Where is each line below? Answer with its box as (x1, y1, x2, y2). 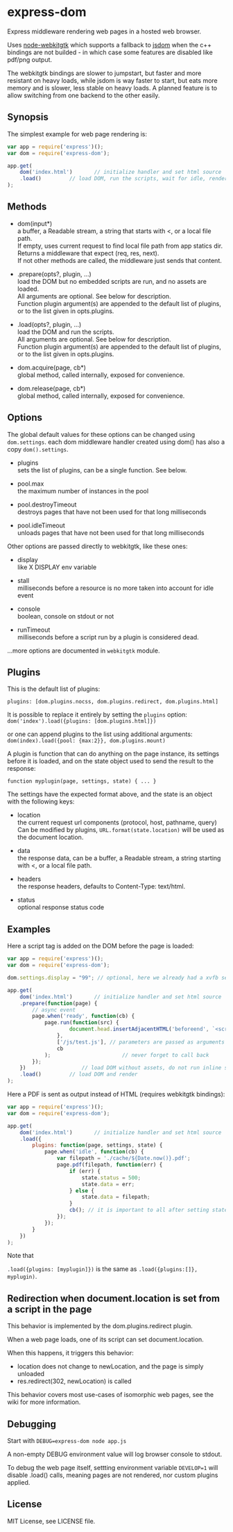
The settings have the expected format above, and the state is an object (7, 790, 213, 799)
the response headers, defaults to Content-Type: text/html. (17, 882, 186, 891)
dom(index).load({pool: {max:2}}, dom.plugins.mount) (7, 737, 166, 744)
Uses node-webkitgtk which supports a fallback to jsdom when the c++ (7, 40, 212, 49)
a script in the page (7, 1303, 92, 1315)
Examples (7, 923, 51, 935)
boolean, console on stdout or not (17, 612, 114, 620)
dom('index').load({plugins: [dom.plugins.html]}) (7, 718, 157, 725)
